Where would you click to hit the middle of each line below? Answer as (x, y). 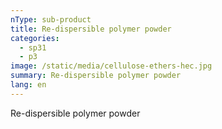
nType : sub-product (51, 19)
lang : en (28, 85)
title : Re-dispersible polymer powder (91, 29)
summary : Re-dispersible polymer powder (96, 76)
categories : (35, 38)
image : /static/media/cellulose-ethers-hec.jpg (111, 66)
